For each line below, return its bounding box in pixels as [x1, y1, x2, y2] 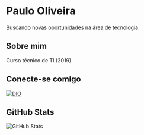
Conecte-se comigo [6, 74, 81, 84]
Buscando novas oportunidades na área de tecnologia [6, 24, 138, 31]
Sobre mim [6, 41, 47, 51]
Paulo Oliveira [6, 4, 76, 18]
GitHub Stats [6, 107, 55, 117]
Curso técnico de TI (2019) [6, 56, 72, 64]
